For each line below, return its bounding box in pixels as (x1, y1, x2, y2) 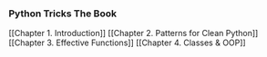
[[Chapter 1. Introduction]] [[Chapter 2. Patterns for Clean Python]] (8, 28, 259, 39)
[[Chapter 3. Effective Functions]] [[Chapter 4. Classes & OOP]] (8, 37, 247, 48)
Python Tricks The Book (8, 7, 118, 20)
